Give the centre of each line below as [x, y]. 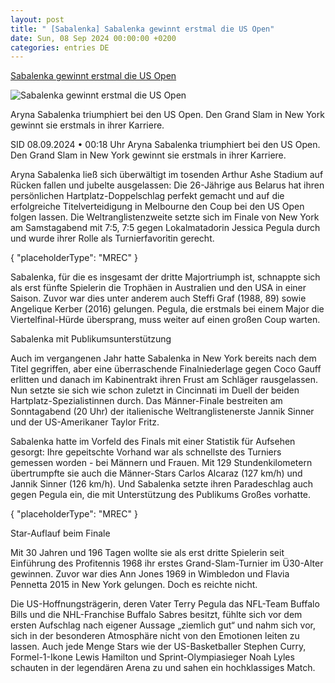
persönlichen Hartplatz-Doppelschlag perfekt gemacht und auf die [147, 196]
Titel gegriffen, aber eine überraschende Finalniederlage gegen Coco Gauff [166, 369]
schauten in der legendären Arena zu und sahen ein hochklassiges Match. [163, 668]
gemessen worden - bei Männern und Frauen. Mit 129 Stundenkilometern [161, 463]
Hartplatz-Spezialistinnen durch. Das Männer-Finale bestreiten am [146, 401]
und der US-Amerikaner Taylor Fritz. [85, 422]
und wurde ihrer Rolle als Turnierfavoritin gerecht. [112, 238]
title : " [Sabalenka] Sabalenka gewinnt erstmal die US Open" [142, 29]
